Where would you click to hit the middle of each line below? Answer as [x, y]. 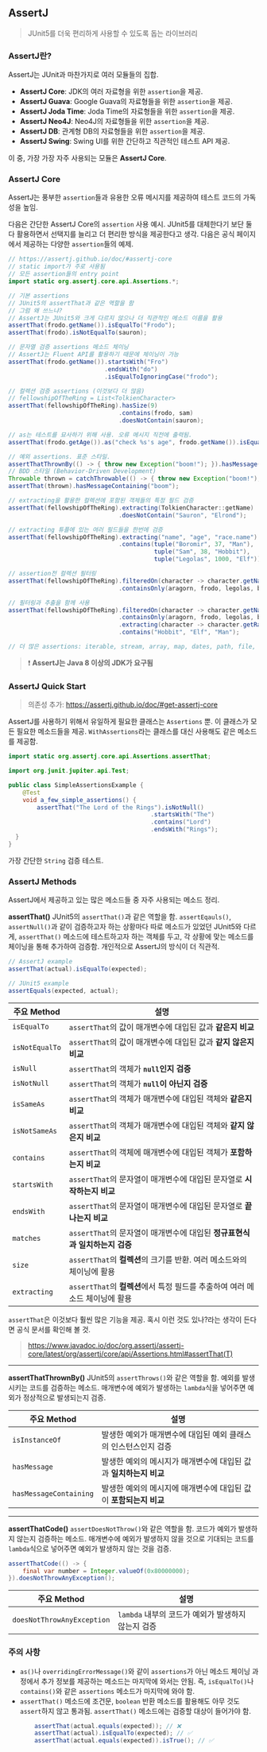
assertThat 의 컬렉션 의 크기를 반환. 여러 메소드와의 [158, 1259]
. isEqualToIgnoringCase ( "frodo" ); [161, 377]
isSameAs [29, 1104]
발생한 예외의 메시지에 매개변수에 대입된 [172, 1488]
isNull [25, 1068]
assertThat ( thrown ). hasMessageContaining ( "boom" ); [94, 486]
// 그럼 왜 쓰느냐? [35, 310]
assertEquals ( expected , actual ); [64, 990]
